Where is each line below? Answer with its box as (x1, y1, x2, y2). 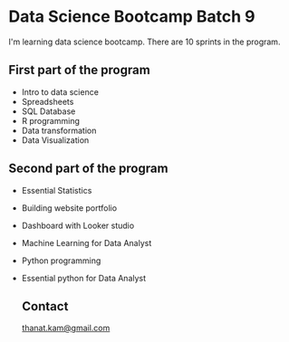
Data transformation (21, 125, 97, 136)
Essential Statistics (21, 185, 92, 195)
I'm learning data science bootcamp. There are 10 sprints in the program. (8, 36, 281, 47)
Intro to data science (21, 86, 99, 97)
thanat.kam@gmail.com (21, 323, 111, 334)
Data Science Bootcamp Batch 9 (8, 6, 255, 27)
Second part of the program (8, 161, 169, 176)
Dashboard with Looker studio (21, 220, 135, 231)
